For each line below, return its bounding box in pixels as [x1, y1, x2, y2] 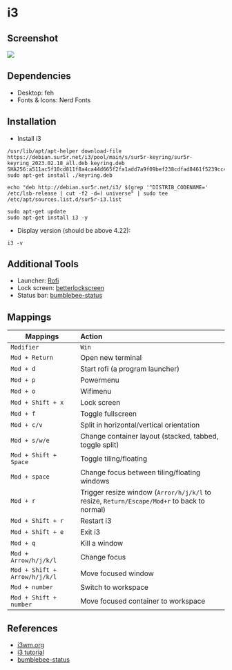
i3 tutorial [17, 648, 45, 657]
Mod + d [10, 365, 36, 373]
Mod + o [10, 387, 36, 395]
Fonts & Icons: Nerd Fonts [17, 95, 91, 104]
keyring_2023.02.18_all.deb [7, 160, 88, 166]
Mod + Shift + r [10, 517, 64, 525]
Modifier [10, 343, 39, 352]
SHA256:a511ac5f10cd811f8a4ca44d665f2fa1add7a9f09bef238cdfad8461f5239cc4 [7, 166, 227, 173]
